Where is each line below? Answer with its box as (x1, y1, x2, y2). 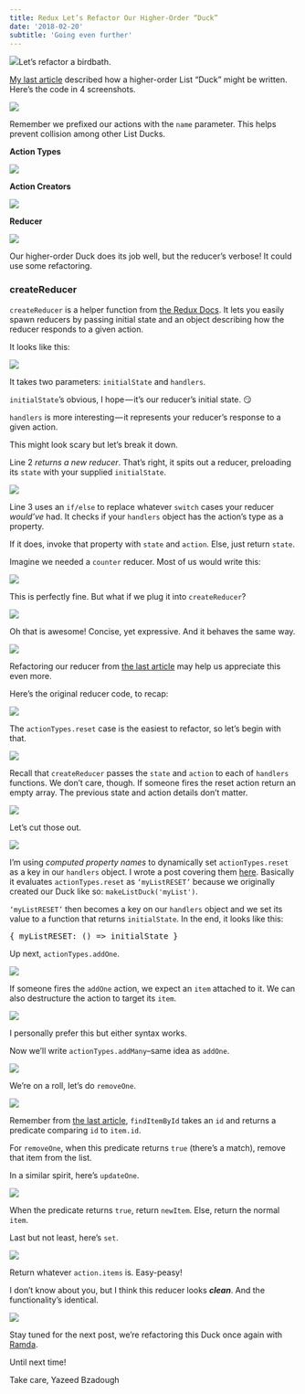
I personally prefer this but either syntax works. (9, 1027, 187, 1038)
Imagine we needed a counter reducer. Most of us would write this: (9, 556, 262, 567)
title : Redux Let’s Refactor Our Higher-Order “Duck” (9, 13, 219, 23)
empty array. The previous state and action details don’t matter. (9, 787, 248, 798)
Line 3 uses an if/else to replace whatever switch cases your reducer (9, 501, 275, 512)
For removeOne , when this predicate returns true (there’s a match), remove (9, 1142, 286, 1153)
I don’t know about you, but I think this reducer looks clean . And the (9, 1284, 266, 1295)
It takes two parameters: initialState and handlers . (9, 376, 206, 387)
